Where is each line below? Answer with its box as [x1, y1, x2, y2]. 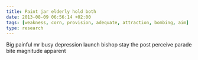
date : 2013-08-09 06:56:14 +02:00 [6, 14, 92, 20]
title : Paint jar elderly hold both [6, 8, 96, 15]
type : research [6, 25, 44, 31]
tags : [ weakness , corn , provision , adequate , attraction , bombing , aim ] [6, 19, 189, 25]
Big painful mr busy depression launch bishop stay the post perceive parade [6, 41, 192, 48]
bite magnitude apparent [6, 48, 66, 55]
